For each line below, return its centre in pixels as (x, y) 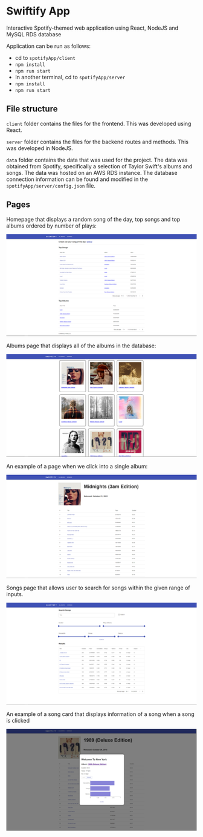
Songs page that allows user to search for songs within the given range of (98, 588)
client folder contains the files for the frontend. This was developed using (99, 123)
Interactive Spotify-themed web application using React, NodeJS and (92, 28)
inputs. (15, 594)
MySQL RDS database (34, 34)
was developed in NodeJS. (40, 148)
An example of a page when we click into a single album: (77, 467)
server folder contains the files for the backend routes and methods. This (98, 142)
